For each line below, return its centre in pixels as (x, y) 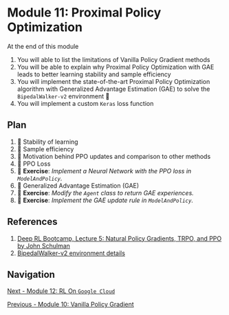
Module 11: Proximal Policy (84, 13)
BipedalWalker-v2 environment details (71, 253)
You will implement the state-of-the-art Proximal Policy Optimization (113, 81)
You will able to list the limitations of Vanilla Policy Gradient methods (113, 59)
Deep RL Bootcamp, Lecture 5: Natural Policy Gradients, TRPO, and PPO (119, 238)
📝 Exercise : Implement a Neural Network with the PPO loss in (104, 171)
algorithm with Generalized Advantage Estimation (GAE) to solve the (113, 89)
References (32, 222)
